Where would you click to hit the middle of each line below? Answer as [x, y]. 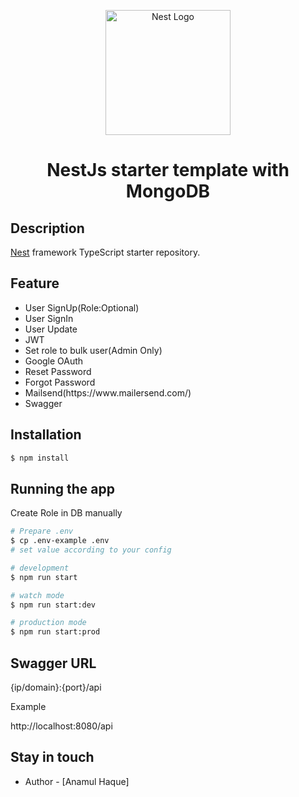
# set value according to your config [91, 550]
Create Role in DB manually [66, 513]
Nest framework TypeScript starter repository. [105, 252]
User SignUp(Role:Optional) [82, 307]
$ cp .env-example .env [60, 541]
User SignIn [49, 318]
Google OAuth [54, 361]
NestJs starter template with [168, 170]
